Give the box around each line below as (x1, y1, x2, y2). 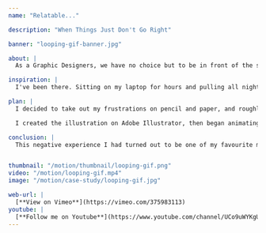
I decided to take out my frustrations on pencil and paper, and (15, 104, 236, 113)
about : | (8, 54, 37, 62)
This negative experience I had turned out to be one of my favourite (15, 141, 253, 148)
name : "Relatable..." (8, 11, 80, 20)
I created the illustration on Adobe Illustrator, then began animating (15, 119, 260, 127)
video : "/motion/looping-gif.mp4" (8, 169, 123, 178)
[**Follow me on (15, 212, 69, 221)
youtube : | (8, 205, 44, 213)
